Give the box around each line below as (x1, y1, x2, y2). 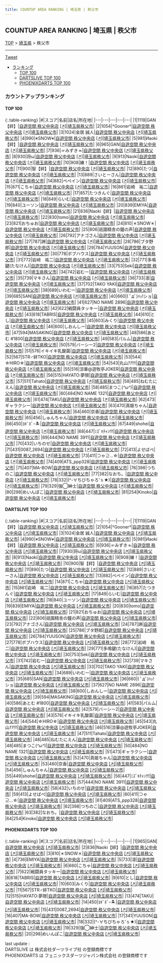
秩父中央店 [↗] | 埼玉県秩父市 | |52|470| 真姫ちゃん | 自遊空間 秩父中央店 (14, 755, 153, 760)
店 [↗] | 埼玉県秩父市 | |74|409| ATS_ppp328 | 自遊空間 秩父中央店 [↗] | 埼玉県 (5, 459, 152, 464)
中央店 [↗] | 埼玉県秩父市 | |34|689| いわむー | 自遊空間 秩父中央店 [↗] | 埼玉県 (5, 670, 152, 675)
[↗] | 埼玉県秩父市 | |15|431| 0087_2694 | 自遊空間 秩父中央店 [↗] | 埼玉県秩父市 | (5, 907, 156, 912)
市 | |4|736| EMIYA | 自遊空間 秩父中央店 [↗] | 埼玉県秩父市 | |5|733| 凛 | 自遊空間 (5, 856, 155, 862)
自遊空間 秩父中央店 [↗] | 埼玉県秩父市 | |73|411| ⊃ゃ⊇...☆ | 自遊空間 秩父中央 (5, 452, 154, 458)
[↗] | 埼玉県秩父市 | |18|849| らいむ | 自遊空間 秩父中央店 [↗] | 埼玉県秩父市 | (5, 196, 147, 202)
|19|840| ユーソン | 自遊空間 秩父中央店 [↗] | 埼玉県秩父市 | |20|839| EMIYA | (5, 202, 149, 208)
